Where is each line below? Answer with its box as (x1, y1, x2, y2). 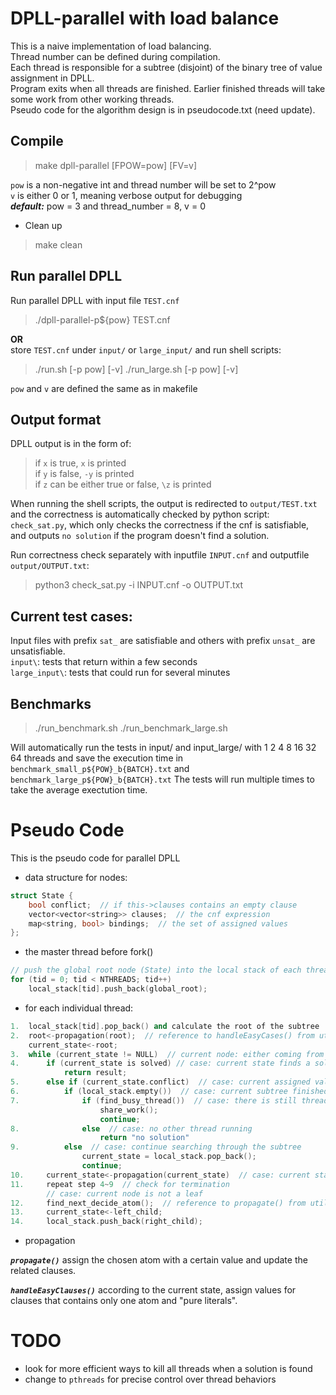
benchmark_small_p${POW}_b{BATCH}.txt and (10, 763, 190, 774)
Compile (10, 133, 64, 150)
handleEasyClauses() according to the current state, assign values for (10, 1284, 297, 1296)
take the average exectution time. (10, 784, 148, 796)
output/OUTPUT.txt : (10, 560, 90, 572)
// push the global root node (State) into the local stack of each (10, 965, 302, 976)
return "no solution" (99, 1133, 190, 1143)
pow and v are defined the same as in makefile (10, 382, 198, 394)
